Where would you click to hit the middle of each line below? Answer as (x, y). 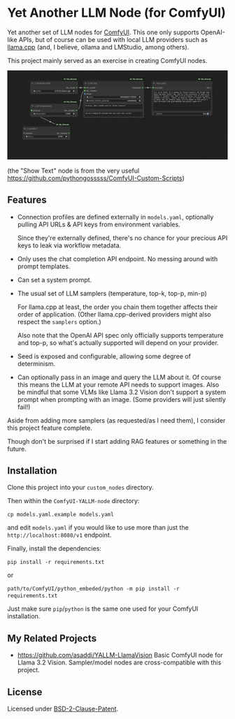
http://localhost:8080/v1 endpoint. (59, 535)
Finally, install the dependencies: (54, 549)
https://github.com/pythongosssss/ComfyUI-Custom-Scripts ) (96, 178)
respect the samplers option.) (59, 321)
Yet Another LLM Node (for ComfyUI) (116, 13)
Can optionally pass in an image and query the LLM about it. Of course (119, 377)
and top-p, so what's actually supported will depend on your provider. (118, 342)
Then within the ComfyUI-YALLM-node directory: (73, 501)
